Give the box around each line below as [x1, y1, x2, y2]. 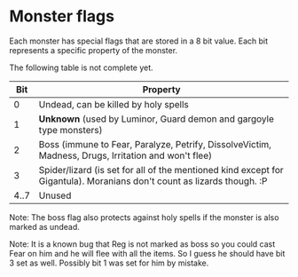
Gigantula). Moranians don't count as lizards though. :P [38, 175, 268, 187]
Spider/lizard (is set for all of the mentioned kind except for [38, 163, 284, 176]
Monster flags [9, 6, 115, 27]
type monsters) [38, 123, 103, 136]
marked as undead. [9, 221, 80, 232]
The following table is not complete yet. [9, 62, 153, 73]
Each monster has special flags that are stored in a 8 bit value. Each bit [9, 36, 269, 46]
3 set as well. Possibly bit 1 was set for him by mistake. [9, 257, 209, 268]
